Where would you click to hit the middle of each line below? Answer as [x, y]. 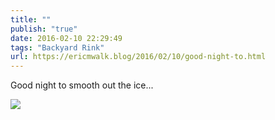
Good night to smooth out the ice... [82, 85]
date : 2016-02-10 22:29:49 [66, 38]
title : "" [31, 19]
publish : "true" [44, 29]
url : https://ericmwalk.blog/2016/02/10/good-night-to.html [138, 57]
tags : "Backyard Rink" [57, 47]
